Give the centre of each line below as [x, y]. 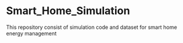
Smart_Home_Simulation [68, 11]
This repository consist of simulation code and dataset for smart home [91, 27]
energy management [32, 33]
